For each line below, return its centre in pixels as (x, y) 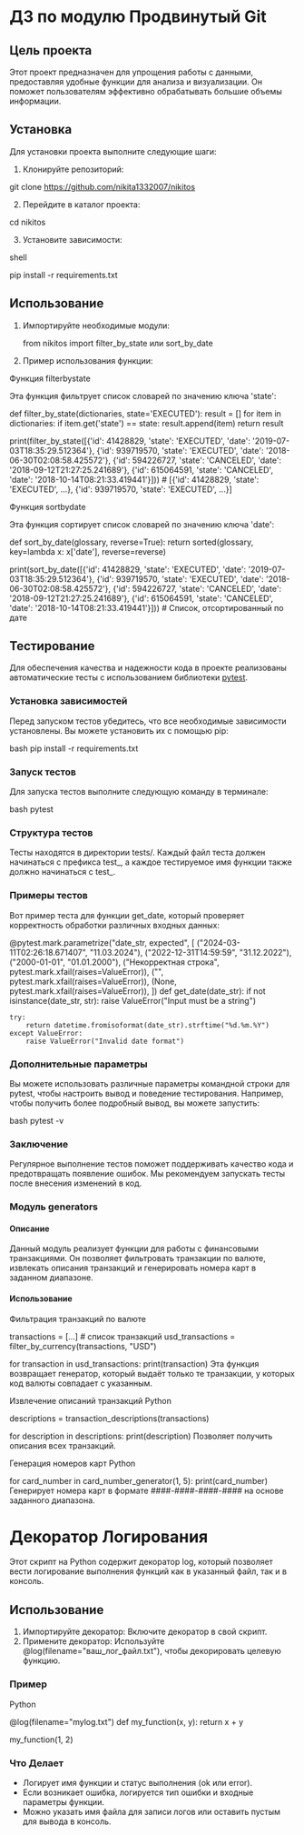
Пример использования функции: (88, 360)
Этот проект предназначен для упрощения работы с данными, (132, 72)
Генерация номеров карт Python (73, 1463)
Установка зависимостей (69, 701)
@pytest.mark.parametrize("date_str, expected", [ (102, 942)
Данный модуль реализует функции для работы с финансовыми (134, 1248)
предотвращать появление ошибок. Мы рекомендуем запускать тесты (147, 1174)
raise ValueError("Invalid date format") (105, 1041)
